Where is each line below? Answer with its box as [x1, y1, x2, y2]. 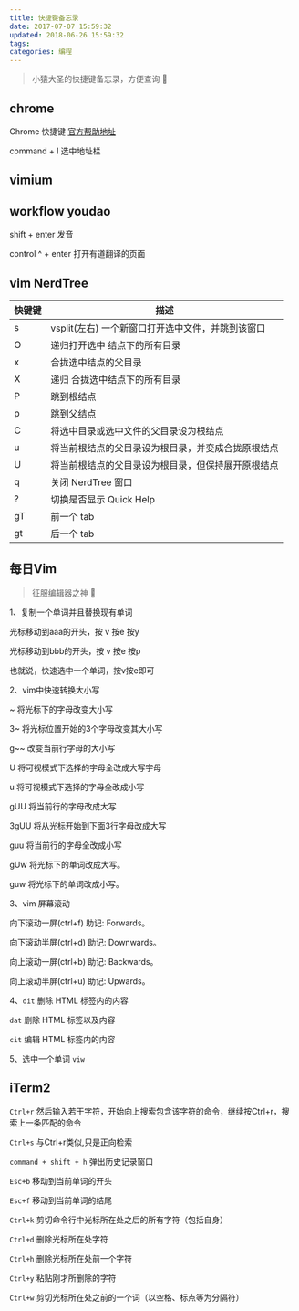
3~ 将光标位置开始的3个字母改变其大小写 [9, 723, 163, 734]
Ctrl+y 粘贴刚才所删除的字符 [9, 1272, 117, 1284]
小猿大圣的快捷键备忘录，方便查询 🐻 [31, 74, 168, 85]
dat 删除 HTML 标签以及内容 [9, 1014, 116, 1025]
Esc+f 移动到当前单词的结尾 [9, 1194, 112, 1206]
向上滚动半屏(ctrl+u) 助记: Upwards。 [9, 975, 150, 987]
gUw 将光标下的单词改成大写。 [9, 859, 126, 870]
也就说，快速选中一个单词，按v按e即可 [9, 664, 155, 676]
